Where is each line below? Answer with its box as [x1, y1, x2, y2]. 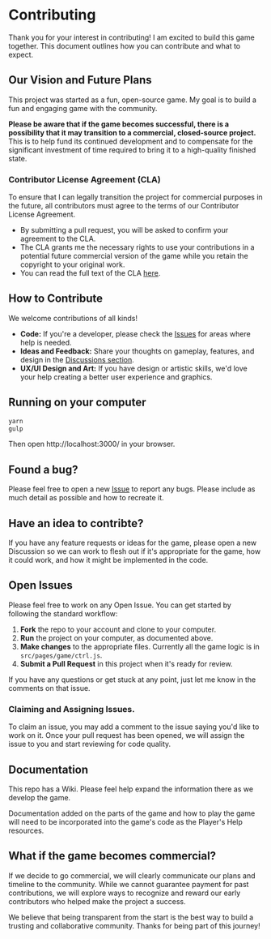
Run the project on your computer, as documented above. [19, 632, 214, 642]
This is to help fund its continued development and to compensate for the [8, 136, 253, 146]
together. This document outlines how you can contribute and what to [8, 41, 241, 50]
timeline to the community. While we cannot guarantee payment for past [8, 879, 249, 889]
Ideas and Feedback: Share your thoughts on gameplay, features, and [19, 346, 255, 356]
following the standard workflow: [8, 608, 118, 618]
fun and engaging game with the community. [8, 103, 158, 113]
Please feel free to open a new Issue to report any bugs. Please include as [8, 484, 256, 494]
